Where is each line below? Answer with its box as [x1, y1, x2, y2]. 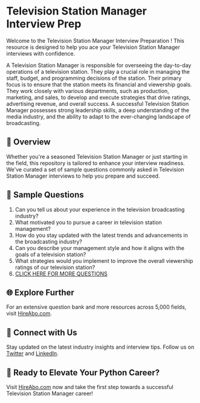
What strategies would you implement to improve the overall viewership [15, 257, 193, 264]
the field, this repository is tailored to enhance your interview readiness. [6, 159, 185, 167]
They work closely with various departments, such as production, [6, 87, 169, 94]
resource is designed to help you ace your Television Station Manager [6, 44, 180, 51]
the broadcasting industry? [15, 237, 83, 245]
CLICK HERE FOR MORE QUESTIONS [15, 270, 108, 277]
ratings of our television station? [15, 263, 95, 271]
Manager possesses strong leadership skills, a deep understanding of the [6, 106, 189, 114]
